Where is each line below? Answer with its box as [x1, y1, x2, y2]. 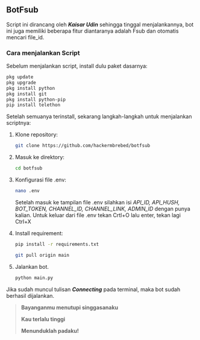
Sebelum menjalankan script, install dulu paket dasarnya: [6, 63, 148, 70]
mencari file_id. [6, 33, 45, 41]
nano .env [14, 188, 40, 194]
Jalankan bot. [14, 263, 49, 270]
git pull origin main [14, 252, 69, 258]
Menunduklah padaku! [20, 327, 80, 334]
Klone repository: [14, 131, 58, 138]
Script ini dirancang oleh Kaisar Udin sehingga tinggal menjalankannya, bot [6, 20, 194, 28]
